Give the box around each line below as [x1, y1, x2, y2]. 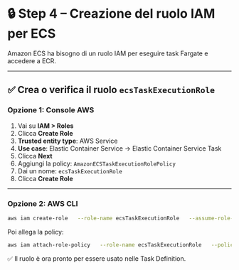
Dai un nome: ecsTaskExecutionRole [17, 166, 122, 175]
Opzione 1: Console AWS [7, 105, 95, 115]
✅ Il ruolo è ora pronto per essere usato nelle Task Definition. [7, 254, 186, 263]
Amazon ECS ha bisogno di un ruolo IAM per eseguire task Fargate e [7, 49, 208, 58]
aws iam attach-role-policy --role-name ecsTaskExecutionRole [7, 241, 202, 249]
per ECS [7, 26, 56, 42]
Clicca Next [17, 151, 53, 160]
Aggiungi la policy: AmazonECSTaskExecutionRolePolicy [17, 159, 176, 168]
